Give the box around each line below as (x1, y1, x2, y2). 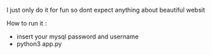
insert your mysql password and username (16, 32, 139, 41)
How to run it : (6, 19, 47, 27)
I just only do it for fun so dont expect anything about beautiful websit (6, 6, 206, 14)
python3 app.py (16, 40, 62, 47)
